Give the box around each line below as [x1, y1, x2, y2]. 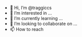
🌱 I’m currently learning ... [9, 15, 63, 21]
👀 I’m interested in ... [9, 10, 52, 16]
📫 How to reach [9, 26, 44, 32]
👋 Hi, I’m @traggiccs [9, 5, 52, 10]
